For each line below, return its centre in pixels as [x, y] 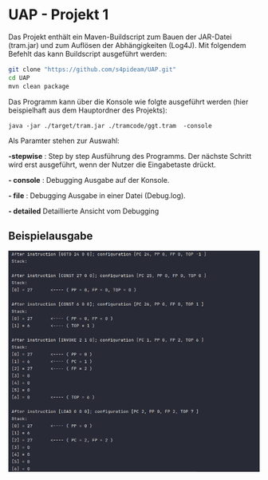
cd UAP [19, 77]
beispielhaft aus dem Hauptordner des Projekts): [88, 110]
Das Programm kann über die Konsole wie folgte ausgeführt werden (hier [128, 101]
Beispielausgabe [51, 236]
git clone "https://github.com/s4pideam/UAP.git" [93, 69]
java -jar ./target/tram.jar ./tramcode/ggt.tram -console [110, 125]
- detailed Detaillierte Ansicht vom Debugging [84, 211]
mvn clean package [39, 86]
